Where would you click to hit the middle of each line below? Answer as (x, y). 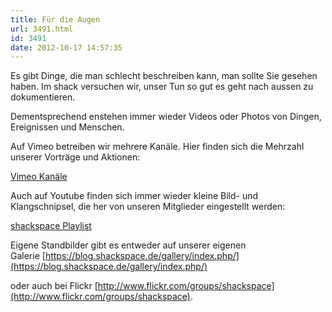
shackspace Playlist (51, 226)
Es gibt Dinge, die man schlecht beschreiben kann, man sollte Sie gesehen (164, 76)
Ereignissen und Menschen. (67, 127)
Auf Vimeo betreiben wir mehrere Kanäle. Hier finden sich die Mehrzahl (157, 147)
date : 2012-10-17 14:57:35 (66, 47)
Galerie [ (28, 256)
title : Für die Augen (55, 19)
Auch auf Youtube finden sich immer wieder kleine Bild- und (134, 196)
